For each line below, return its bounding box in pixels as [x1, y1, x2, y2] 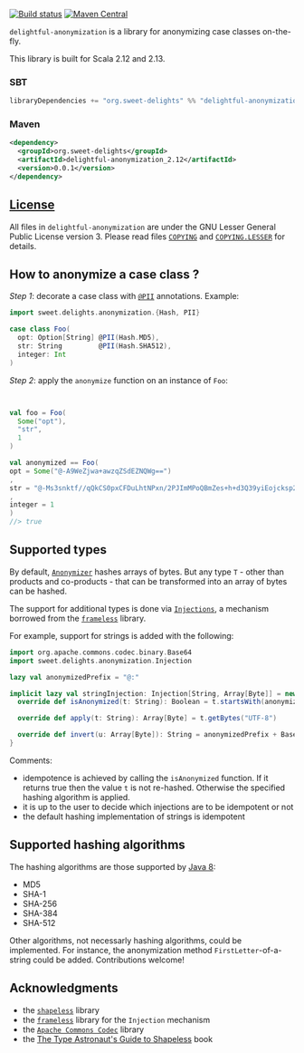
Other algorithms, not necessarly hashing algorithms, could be [9, 934, 242, 946]
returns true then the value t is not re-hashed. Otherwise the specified [22, 782, 286, 793]
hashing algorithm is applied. [22, 791, 131, 802]
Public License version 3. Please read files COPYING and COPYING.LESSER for [9, 231, 285, 242]
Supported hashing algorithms [9, 837, 185, 853]
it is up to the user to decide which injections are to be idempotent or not [22, 801, 294, 812]
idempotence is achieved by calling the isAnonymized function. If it [22, 772, 269, 783]
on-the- [261, 26, 292, 36]
